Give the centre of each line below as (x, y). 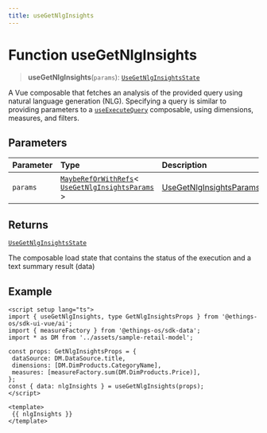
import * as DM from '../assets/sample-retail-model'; (101, 337)
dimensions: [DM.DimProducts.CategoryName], (86, 365)
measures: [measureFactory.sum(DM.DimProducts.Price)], (106, 373)
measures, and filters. (44, 118)
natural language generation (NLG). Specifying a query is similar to (117, 101)
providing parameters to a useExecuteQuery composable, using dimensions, (131, 109)
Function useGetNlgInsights (103, 55)
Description (184, 166)
